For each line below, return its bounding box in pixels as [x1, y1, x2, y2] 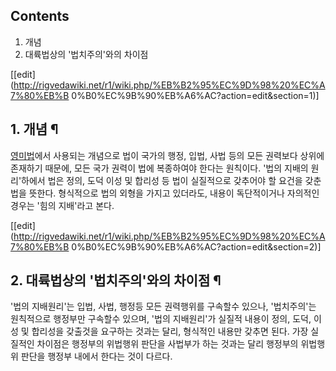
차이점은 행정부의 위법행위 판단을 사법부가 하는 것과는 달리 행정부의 [36, 338, 299, 350]
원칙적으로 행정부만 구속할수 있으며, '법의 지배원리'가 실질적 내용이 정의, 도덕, [10, 313, 312, 325]
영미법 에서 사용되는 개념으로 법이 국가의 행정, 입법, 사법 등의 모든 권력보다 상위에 [10, 149, 325, 161]
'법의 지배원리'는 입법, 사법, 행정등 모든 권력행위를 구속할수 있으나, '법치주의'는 [10, 300, 317, 313]
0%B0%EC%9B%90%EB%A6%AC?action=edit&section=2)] [71, 240, 322, 253]
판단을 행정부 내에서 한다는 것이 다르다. [20, 350, 173, 363]
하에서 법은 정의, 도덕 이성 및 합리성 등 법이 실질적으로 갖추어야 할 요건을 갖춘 [21, 174, 322, 186]
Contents [10, 8, 70, 25]
